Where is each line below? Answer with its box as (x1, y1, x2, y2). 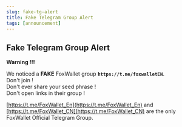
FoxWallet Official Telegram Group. (6, 114, 93, 122)
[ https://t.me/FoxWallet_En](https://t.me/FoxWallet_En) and (6, 101, 153, 109)
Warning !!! (6, 59, 35, 66)
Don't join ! (6, 77, 33, 84)
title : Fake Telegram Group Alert (6, 15, 94, 21)
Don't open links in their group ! (6, 90, 85, 97)
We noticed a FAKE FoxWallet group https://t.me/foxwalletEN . (6, 70, 165, 77)
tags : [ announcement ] (6, 20, 61, 26)
